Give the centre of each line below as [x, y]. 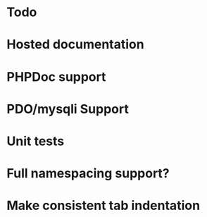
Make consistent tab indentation [103, 206]
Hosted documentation [76, 45]
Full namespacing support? [88, 174]
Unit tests [36, 141]
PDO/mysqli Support [68, 109]
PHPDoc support [56, 76]
